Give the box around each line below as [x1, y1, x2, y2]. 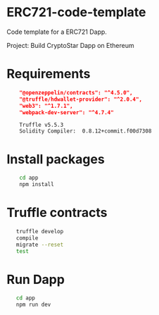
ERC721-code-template [6, 4, 146, 20]
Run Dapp [6, 271, 65, 288]
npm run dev [15, 301, 51, 309]
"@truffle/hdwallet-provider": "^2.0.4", [19, 96, 142, 103]
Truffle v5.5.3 [19, 121, 64, 129]
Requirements [6, 66, 91, 82]
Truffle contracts [6, 205, 108, 221]
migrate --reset [15, 241, 64, 248]
